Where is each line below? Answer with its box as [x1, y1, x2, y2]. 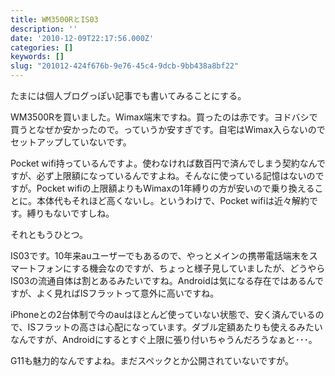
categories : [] [10, 42, 74, 53]
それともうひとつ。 [10, 229, 89, 240]
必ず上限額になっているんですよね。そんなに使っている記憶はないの [36, 170, 316, 181]
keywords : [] [10, 52, 65, 62]
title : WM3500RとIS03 [10, 14, 99, 25]
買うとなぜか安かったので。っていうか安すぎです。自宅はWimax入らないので [10, 124, 326, 135]
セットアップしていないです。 [10, 136, 132, 148]
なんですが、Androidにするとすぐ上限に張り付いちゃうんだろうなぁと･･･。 [10, 334, 318, 345]
